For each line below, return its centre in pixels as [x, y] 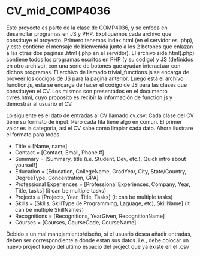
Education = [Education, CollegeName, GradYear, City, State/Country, [101, 171]
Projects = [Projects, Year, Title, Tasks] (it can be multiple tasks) [94, 197]
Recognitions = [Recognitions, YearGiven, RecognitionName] [90, 216]
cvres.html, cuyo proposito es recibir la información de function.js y [89, 97]
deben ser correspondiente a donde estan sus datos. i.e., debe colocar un [98, 240]
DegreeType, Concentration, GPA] [57, 178]
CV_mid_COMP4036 [58, 11]
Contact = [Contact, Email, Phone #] [60, 152]
